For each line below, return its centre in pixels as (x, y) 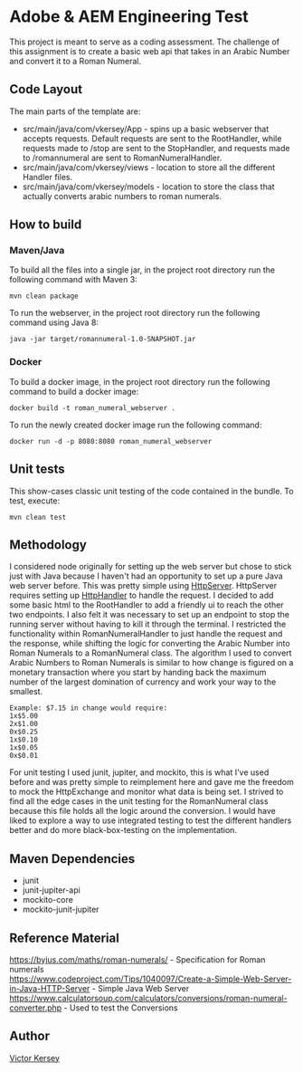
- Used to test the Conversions (121, 1008)
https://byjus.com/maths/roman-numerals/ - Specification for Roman (137, 959)
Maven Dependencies (72, 859)
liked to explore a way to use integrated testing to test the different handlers (151, 820)
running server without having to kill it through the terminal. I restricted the (148, 624)
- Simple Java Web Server (141, 988)
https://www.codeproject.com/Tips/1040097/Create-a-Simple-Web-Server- (151, 979)
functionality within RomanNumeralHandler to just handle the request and (146, 634)
